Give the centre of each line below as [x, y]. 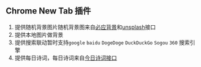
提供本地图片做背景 [39, 34]
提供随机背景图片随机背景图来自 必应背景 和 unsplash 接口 [85, 27]
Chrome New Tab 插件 [48, 11]
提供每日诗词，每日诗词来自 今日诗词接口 [66, 58]
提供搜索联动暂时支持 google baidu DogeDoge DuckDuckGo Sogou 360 [96, 42]
